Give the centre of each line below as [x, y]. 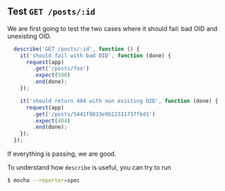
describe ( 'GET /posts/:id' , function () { [77, 49]
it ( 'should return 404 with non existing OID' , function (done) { [119, 101]
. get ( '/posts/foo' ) [61, 69]
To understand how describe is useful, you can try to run [89, 168]
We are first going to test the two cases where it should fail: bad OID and [112, 28]
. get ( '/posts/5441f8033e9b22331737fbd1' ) [94, 114]
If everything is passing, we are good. [62, 154]
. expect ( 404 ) [52, 121]
